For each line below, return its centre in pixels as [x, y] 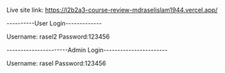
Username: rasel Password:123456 [56, 63]
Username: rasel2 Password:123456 [58, 36]
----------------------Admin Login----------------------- [87, 50]
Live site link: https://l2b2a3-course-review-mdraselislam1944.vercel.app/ [112, 10]
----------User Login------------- [54, 23]
